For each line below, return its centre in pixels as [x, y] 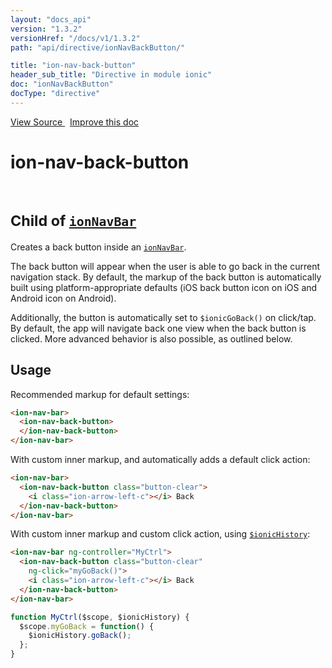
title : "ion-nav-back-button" [73, 66]
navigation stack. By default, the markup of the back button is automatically [166, 277]
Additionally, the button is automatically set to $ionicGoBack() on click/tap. [163, 317]
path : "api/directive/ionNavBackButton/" [98, 47]
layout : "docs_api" [51, 19]
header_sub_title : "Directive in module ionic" [111, 75]
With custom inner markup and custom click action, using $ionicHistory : [160, 534]
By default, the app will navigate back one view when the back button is [158, 328]
